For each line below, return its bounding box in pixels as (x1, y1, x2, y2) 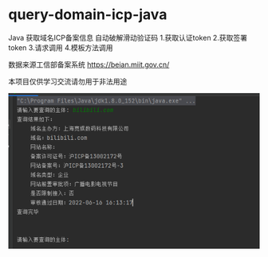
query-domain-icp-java (8, 6, 167, 24)
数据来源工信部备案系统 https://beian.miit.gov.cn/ (8, 60, 170, 69)
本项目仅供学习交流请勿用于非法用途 (8, 76, 128, 86)
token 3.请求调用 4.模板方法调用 (8, 42, 113, 53)
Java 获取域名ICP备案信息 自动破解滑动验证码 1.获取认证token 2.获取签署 (8, 33, 247, 42)
